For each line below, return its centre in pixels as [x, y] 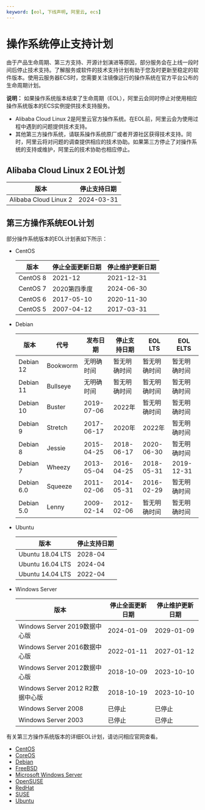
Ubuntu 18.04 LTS [45, 555]
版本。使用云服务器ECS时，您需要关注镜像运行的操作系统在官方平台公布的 [105, 78]
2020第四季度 [73, 289]
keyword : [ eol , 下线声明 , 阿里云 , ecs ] [54, 12]
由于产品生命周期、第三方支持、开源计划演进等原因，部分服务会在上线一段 [100, 62]
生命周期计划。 [25, 85]
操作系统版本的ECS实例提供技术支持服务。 [60, 106]
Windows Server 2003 [51, 720]
